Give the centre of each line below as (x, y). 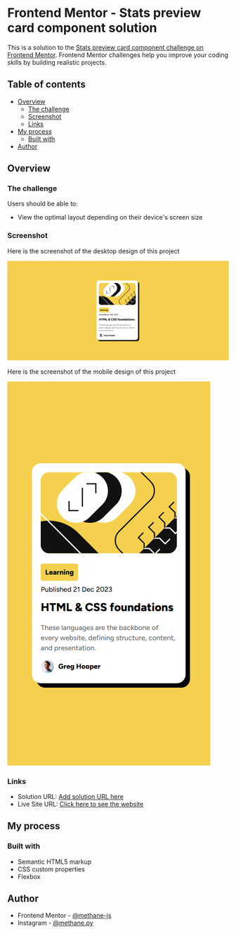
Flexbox (29, 876)
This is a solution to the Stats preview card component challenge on (105, 47)
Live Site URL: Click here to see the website (80, 804)
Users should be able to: (43, 204)
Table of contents (46, 85)
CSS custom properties (51, 869)
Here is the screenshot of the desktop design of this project (94, 251)
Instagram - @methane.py (55, 923)
